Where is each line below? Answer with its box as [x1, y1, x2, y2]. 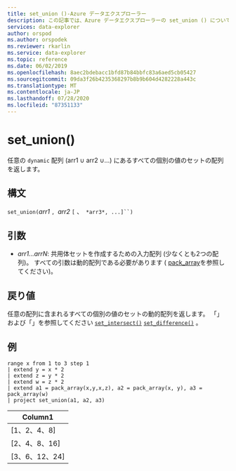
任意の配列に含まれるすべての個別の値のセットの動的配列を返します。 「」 [7, 310, 223, 318]
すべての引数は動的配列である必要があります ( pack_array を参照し [34, 258, 225, 267]
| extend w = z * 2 [7, 378, 65, 386]
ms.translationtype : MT [7, 82, 77, 89]
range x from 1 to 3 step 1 [7, 360, 90, 367]
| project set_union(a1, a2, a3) [7, 397, 105, 404]
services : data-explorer [7, 23, 80, 30]
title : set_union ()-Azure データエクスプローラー [7, 10, 147, 18]
